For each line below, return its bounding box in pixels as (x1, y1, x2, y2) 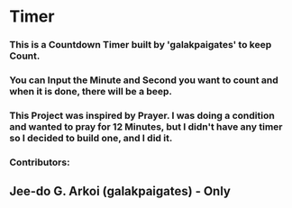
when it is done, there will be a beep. (9, 86, 173, 98)
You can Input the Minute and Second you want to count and (9, 74, 279, 86)
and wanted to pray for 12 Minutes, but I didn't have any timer (9, 120, 283, 132)
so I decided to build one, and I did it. (9, 131, 173, 144)
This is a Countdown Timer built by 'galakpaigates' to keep (9, 39, 272, 51)
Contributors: (9, 156, 70, 168)
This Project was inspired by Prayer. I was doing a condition (9, 109, 275, 122)
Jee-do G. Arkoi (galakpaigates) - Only (9, 184, 232, 199)
